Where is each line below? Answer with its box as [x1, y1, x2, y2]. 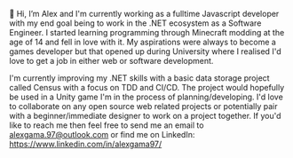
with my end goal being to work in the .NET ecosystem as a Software [9, 18, 262, 28]
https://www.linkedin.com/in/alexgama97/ [9, 138, 162, 149]
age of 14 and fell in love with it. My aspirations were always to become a [9, 36, 277, 47]
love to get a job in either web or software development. [9, 56, 214, 66]
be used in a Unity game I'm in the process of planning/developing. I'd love [9, 91, 284, 102]
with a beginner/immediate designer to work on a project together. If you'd [9, 111, 281, 121]
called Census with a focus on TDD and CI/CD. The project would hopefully [9, 83, 285, 92]
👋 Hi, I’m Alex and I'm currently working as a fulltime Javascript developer [9, 9, 280, 19]
